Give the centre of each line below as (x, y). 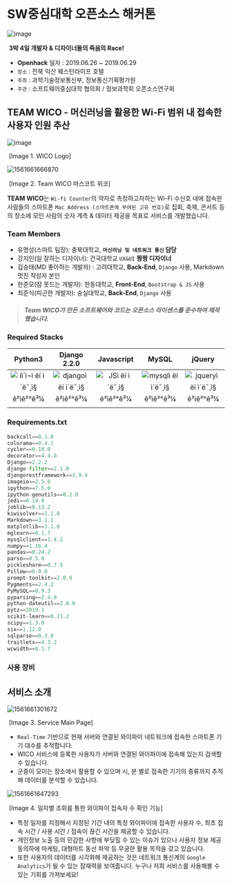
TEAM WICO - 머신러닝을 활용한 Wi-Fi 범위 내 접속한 (115, 112)
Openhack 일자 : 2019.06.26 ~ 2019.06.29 (77, 62)
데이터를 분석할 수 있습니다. (61, 780)
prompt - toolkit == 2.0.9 (40, 578)
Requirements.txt (37, 422)
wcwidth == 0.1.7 (29, 649)
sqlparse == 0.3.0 (30, 636)
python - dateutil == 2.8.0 (41, 604)
